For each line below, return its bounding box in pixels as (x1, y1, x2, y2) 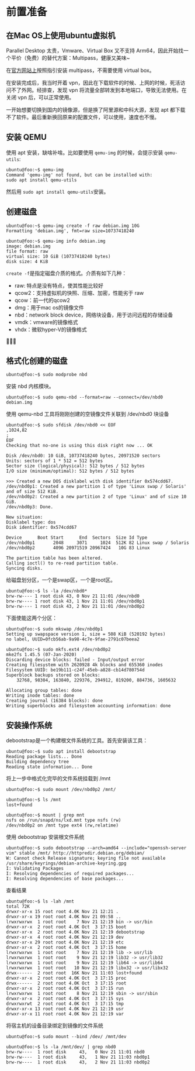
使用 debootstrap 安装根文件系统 (6, 834, 85, 841)
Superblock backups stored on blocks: (6, 672, 100, 679)
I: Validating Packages (6, 866, 64, 872)
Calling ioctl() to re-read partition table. (6, 560, 119, 566)
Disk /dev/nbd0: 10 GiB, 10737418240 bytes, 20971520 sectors (6, 453, 161, 459)
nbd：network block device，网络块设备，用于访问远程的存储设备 (14, 311, 173, 318)
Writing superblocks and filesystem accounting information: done (6, 703, 171, 709)
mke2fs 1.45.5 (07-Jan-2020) (6, 652, 77, 658)
